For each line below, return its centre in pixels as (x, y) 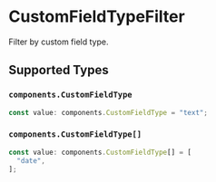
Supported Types (59, 70)
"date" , (31, 160)
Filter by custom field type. (59, 42)
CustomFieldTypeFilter (97, 17)
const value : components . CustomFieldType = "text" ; (108, 112)
